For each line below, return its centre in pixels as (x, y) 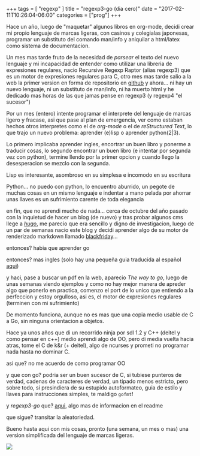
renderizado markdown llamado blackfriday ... (62, 236)
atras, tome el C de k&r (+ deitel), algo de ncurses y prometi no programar (98, 345)
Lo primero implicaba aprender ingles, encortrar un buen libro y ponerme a (99, 144)
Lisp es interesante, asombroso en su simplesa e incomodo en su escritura (99, 175)
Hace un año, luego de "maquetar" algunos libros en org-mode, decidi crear (100, 27)
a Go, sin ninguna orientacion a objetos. (55, 321)
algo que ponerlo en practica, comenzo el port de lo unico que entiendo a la (100, 290)
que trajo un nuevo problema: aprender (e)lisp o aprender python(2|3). (93, 132)
